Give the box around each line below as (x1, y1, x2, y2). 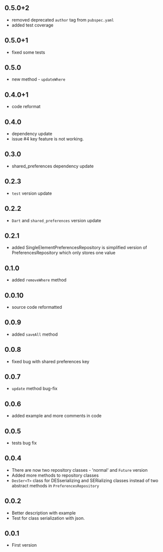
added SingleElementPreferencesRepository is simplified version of (11, 245, 147, 251)
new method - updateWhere (11, 76, 65, 82)
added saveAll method (11, 331, 58, 337)
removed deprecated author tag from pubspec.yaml (11, 17, 114, 23)
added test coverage (11, 22, 54, 28)
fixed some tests (11, 49, 45, 55)
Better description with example (11, 510, 76, 516)
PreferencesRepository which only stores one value (11, 250, 116, 256)
